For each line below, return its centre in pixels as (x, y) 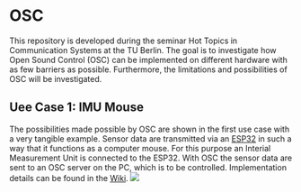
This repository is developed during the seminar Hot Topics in (124, 41)
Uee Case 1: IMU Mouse (76, 108)
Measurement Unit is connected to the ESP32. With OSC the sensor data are (151, 158)
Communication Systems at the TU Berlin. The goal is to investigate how (143, 50)
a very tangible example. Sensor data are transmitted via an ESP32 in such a (150, 138)
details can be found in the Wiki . (69, 178)
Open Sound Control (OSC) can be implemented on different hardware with (148, 59)
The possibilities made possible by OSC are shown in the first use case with (150, 129)
